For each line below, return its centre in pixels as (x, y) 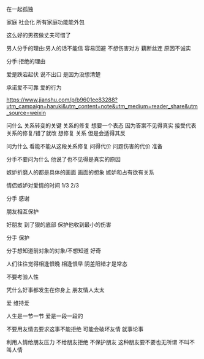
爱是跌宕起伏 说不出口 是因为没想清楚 (54, 74)
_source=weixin (26, 113)
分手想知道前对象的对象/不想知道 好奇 (54, 251)
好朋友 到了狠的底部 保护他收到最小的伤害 (59, 224)
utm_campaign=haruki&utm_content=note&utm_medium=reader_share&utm (102, 106)
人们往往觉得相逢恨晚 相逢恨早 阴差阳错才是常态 (67, 264)
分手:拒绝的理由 (26, 61)
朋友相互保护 (22, 211)
